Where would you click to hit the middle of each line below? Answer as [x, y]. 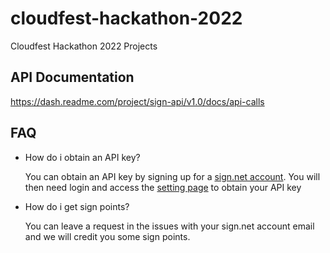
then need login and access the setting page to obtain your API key [163, 187]
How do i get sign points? [77, 206]
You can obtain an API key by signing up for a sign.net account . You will [172, 176]
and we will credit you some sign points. [107, 236]
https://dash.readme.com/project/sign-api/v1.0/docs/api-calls [137, 101]
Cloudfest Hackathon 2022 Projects [84, 46]
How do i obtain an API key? [82, 157]
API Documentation [72, 77]
